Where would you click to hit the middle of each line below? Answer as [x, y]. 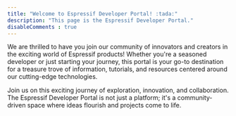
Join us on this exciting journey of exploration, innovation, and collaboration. [118, 90]
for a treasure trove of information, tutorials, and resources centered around [117, 69]
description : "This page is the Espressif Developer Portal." [100, 20]
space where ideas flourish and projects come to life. [104, 105]
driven [17, 105]
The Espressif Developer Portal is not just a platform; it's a [92, 98]
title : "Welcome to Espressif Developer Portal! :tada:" [93, 14]
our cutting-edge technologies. [52, 77]
